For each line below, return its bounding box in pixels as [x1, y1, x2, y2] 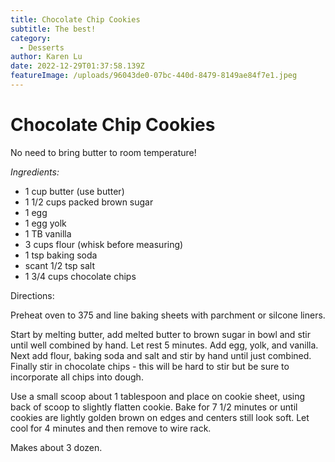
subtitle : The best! [10, 24, 97, 34]
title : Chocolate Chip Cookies [10, 14, 141, 25]
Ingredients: [10, 166, 60, 178]
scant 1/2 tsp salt [24, 259, 95, 271]
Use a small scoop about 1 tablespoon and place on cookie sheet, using [10, 390, 306, 402]
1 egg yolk [24, 217, 67, 229]
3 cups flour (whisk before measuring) [24, 238, 184, 250]
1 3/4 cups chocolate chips [24, 270, 137, 282]
